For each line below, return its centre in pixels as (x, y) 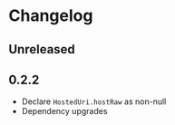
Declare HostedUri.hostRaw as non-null (94, 101)
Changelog (51, 16)
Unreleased (42, 49)
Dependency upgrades (64, 111)
